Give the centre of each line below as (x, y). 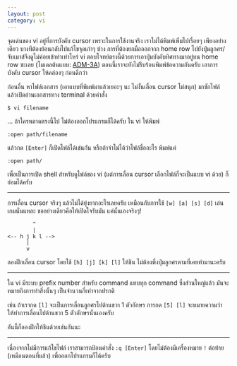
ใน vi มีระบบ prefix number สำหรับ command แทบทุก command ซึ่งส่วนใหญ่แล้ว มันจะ (118, 283)
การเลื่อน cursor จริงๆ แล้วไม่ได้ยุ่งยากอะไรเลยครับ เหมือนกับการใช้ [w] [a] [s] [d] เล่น (116, 203)
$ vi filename (28, 108)
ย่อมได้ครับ (20, 182)
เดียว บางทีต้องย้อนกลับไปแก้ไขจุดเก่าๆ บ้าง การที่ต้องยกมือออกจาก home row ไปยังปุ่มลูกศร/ (116, 48)
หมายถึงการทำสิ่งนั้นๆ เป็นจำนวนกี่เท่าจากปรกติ (61, 290)
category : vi (26, 20)
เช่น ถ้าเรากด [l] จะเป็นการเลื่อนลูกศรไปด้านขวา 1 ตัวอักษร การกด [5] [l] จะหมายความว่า (115, 305)
